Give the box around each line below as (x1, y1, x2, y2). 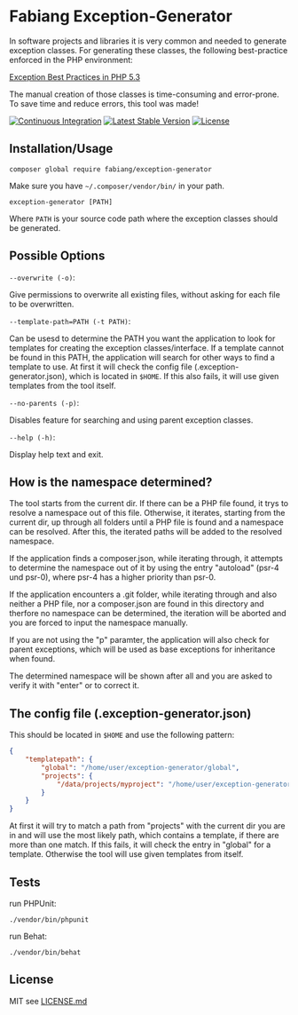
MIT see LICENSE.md (9, 995, 88, 1006)
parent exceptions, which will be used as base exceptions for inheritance (9, 644, 276, 654)
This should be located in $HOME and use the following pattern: (9, 730, 235, 741)
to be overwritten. (9, 298, 74, 309)
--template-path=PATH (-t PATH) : (9, 315, 131, 326)
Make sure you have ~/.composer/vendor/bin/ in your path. (9, 180, 224, 191)
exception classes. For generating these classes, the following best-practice (9, 44, 288, 55)
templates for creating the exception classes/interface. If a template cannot (9, 342, 285, 353)
